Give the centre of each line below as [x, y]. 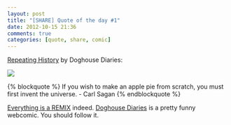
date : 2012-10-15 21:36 [42, 27]
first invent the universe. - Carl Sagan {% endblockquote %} [94, 94]
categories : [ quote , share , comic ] [59, 40]
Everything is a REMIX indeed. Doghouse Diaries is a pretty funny [101, 108]
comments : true [29, 33]
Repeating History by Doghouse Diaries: [65, 60]
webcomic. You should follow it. [53, 115]
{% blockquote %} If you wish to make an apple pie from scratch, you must [115, 87]
